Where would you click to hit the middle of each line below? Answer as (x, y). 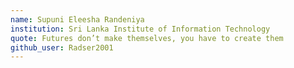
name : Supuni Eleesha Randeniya (77, 19)
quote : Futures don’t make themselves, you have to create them (147, 38)
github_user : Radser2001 (62, 47)
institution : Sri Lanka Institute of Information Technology (140, 29)
